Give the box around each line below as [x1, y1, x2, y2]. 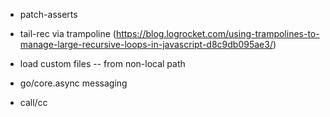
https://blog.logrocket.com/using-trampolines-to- [115, 28, 320, 39]
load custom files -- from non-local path [19, 58, 186, 69]
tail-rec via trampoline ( [19, 28, 117, 39]
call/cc [19, 97, 48, 108]
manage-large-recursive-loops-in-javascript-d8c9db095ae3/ [19, 39, 273, 50]
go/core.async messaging [19, 77, 128, 89]
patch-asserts [19, 9, 78, 20]
